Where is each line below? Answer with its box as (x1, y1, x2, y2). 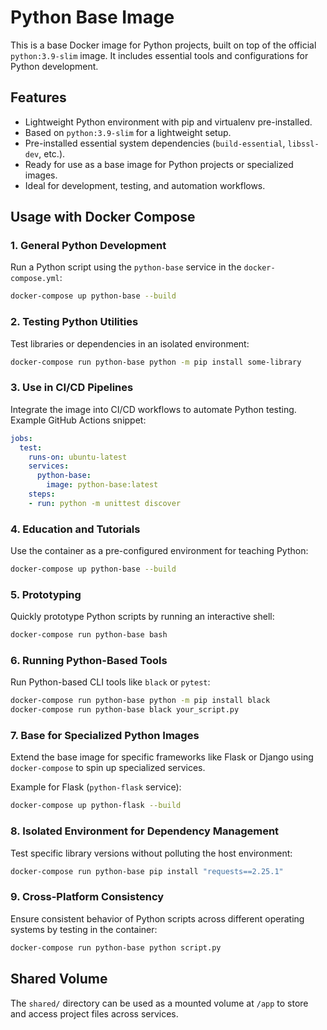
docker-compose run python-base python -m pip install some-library (10, 357, 302, 367)
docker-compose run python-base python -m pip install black (10, 696, 271, 706)
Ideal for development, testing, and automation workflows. (24, 179, 266, 191)
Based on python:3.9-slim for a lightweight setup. (24, 126, 232, 138)
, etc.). (38, 147, 66, 160)
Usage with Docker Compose (10, 209, 196, 226)
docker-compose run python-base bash (10, 630, 168, 640)
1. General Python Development (10, 239, 167, 253)
